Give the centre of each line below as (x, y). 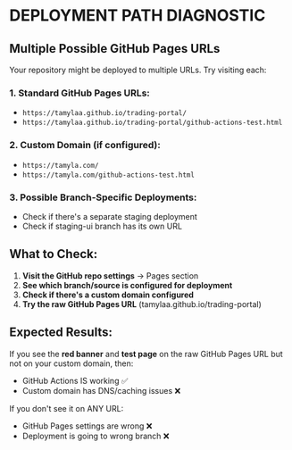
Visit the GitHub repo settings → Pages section (110, 275)
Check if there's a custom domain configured (108, 295)
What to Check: (54, 254)
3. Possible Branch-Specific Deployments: (103, 197)
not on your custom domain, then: (71, 363)
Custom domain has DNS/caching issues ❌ (101, 390)
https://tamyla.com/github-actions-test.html (108, 175)
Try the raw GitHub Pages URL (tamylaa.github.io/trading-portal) (142, 304)
